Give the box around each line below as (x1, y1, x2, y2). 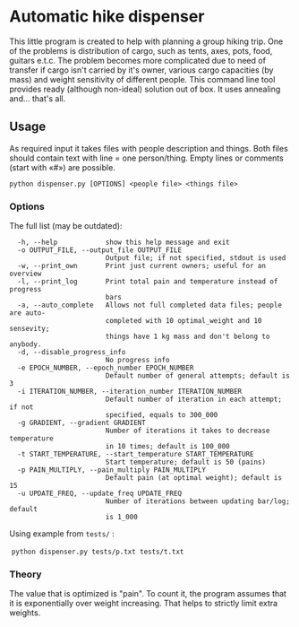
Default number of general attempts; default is (105, 371, 291, 380)
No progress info (105, 356, 170, 365)
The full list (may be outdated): (9, 221, 123, 231)
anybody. (9, 340, 42, 349)
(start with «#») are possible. (9, 161, 116, 172)
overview (9, 269, 42, 279)
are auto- (9, 309, 47, 318)
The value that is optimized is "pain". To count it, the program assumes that (9, 588, 286, 599)
